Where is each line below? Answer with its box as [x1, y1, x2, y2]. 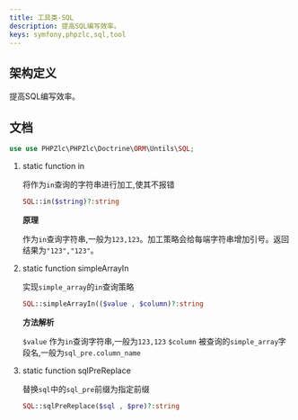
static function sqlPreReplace [22, 365, 132, 376]
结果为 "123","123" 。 [22, 245, 99, 255]
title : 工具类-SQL [9, 13, 74, 22]
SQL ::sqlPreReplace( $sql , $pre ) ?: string [22, 401, 180, 410]
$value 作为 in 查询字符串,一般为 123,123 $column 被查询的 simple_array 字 [22, 335, 287, 346]
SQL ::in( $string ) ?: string [22, 197, 119, 206]
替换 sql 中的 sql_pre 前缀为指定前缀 [22, 383, 150, 394]
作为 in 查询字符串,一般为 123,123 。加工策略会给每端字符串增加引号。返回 [22, 233, 290, 244]
